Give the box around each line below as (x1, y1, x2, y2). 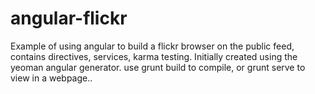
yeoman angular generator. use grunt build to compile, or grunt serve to (10, 61, 306, 73)
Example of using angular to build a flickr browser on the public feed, (10, 40, 295, 52)
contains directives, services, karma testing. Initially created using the (10, 50, 298, 62)
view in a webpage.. (10, 72, 93, 84)
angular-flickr (10, 7, 128, 30)
